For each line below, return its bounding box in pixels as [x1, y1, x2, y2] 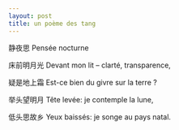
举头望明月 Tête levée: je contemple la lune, [8, 94, 154, 104]
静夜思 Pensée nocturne [8, 42, 89, 53]
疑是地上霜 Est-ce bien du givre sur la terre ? [8, 77, 158, 87]
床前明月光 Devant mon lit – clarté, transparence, [8, 60, 172, 70]
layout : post [8, 11, 53, 20]
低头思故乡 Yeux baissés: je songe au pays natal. [8, 111, 172, 122]
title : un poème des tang [8, 19, 96, 28]
